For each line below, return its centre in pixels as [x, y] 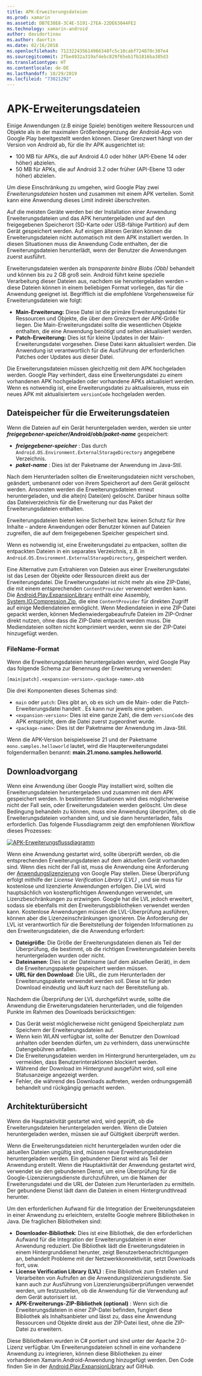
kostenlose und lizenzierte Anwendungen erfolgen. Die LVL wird [86, 886]
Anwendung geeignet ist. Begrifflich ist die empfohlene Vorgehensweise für [100, 294]
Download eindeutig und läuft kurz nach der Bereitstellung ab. [92, 987]
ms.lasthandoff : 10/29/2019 [42, 74]
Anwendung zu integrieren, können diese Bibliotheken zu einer [84, 1353]
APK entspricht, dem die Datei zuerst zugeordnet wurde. [85, 721]
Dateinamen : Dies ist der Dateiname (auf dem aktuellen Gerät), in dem [103, 961]
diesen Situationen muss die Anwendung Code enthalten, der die [87, 244]
